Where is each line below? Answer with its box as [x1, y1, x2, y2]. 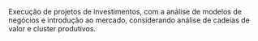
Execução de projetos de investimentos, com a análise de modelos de [8, 7, 242, 16]
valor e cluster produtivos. [8, 24, 96, 33]
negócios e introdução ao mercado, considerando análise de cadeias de [8, 15, 250, 25]
